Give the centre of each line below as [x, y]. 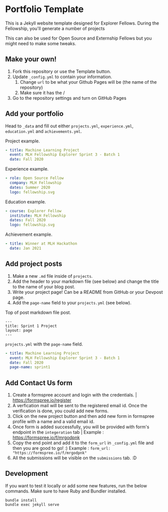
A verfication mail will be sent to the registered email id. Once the [80, 406]
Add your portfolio [34, 114]
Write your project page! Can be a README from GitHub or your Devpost [88, 292]
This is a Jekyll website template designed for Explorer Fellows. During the [82, 23]
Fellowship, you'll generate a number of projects [55, 28]
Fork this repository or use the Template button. [62, 71]
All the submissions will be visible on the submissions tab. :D [74, 458]
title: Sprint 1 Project [31, 326]
